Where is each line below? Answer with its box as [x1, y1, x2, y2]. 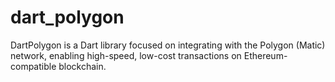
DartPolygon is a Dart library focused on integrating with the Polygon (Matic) [10, 39, 326, 51]
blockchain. [58, 60, 107, 72]
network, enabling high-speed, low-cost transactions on [10, 49, 242, 61]
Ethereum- [243, 49, 288, 61]
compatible [10, 60, 57, 72]
